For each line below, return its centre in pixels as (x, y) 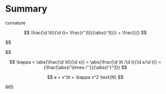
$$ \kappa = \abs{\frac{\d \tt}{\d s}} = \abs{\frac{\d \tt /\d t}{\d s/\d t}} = (85, 62)
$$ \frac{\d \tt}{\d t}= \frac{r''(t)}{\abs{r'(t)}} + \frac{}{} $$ (85, 32)
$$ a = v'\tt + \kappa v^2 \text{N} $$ (85, 77)
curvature (15, 23)
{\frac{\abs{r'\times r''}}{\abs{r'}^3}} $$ (85, 67)
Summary (26, 9)
